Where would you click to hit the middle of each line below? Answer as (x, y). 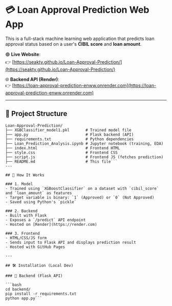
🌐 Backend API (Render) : (33, 79)
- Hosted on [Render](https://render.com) (51, 224)
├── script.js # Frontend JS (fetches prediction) (84, 157)
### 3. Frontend (23, 233)
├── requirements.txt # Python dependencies (70, 139)
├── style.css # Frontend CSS (61, 152)
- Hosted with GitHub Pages (35, 247)
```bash (14, 285)
